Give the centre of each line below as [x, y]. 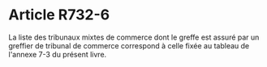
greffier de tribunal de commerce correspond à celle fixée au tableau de [129, 45]
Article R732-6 [59, 15]
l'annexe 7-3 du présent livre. [58, 54]
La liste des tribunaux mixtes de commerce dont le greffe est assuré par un [134, 37]
